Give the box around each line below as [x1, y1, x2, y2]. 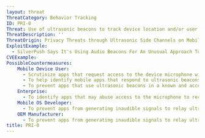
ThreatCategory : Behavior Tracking [6, 15, 97, 21]
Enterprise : [17, 89, 48, 95]
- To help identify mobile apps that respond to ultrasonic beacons [22, 77, 201, 83]
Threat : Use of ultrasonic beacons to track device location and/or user [6, 26, 198, 32]
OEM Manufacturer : [17, 111, 64, 117]
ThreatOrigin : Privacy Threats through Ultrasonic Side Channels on [6, 37, 184, 43]
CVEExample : [6, 54, 37, 60]
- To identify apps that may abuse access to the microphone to [22, 94, 190, 100]
